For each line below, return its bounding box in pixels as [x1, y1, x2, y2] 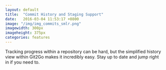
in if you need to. [5, 59, 40, 65]
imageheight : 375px [5, 30, 46, 35]
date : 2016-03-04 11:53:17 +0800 [5, 16, 79, 21]
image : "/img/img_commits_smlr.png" [5, 21, 81, 26]
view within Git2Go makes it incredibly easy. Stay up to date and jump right [5, 54, 159, 60]
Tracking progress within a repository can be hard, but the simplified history [5, 48, 161, 55]
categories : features [5, 35, 50, 40]
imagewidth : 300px [5, 26, 43, 31]
